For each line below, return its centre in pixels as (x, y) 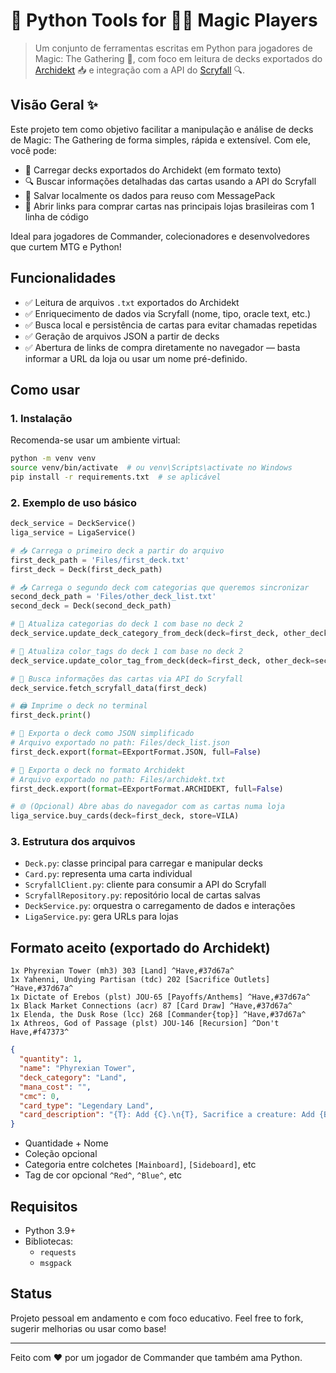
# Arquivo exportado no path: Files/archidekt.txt (118, 779)
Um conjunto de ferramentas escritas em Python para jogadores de (173, 48)
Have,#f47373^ (40, 1032)
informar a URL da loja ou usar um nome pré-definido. (136, 358)
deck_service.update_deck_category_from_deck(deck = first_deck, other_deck (169, 634)
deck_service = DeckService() (73, 524)
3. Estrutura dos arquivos (73, 842)
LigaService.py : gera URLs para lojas (101, 916)
